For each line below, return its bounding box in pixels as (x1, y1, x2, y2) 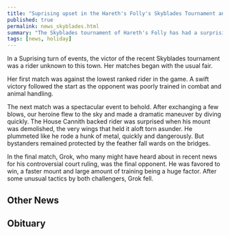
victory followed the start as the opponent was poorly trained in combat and (7, 82, 222, 91)
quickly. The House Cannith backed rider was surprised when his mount (7, 117, 211, 126)
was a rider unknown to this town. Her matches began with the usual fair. (7, 62, 214, 70)
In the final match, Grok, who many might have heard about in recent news (7, 152, 218, 161)
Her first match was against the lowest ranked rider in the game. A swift (7, 75, 209, 83)
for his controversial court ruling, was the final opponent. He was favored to (7, 160, 220, 168)
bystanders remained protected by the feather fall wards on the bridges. (7, 139, 211, 147)
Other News (7, 194, 60, 206)
